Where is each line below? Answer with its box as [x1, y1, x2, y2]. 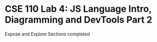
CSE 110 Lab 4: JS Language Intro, [5, 3, 152, 15]
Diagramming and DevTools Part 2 [5, 14, 152, 26]
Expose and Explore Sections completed [5, 31, 90, 37]
